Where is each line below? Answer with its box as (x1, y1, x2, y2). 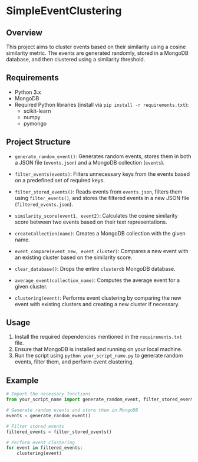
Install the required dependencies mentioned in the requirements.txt (14, 333, 183, 340)
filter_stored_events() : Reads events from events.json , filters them (14, 188, 183, 195)
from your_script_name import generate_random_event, (6, 397, 141, 402)
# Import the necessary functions (6, 391, 91, 397)
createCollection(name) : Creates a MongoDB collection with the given (14, 230, 186, 237)
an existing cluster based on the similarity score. (14, 254, 133, 261)
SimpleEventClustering (6, 4, 122, 18)
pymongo (23, 120, 47, 127)
